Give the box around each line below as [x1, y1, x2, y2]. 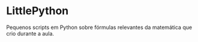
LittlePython [6, 4, 69, 18]
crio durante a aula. [6, 30, 55, 37]
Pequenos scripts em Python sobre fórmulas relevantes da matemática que [6, 24, 193, 31]
